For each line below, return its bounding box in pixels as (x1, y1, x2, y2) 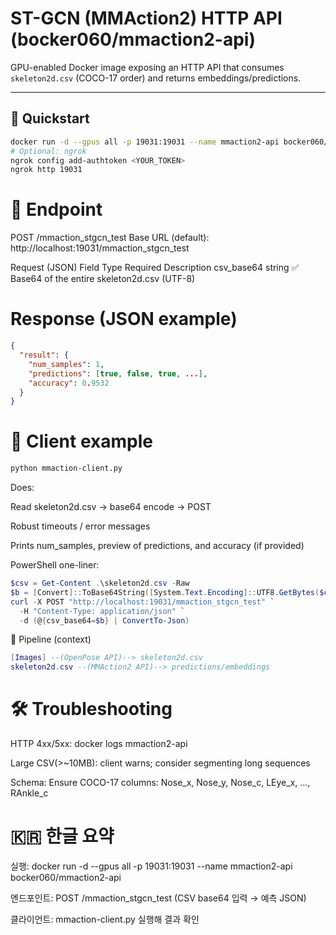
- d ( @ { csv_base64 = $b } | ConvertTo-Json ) (19, 615, 190, 626)
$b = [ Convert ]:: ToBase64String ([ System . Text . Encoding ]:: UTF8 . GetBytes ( (10, 587, 320, 597)
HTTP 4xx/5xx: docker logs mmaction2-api (10, 738, 188, 750)
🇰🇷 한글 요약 (10, 825, 115, 848)
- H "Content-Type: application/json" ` (19, 606, 186, 616)
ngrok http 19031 (10, 165, 83, 175)
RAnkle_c (10, 787, 49, 799)
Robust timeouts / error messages (10, 520, 151, 532)
